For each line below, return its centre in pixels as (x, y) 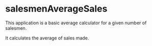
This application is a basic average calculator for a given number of (76, 23)
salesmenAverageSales (56, 9)
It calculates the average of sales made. (47, 38)
